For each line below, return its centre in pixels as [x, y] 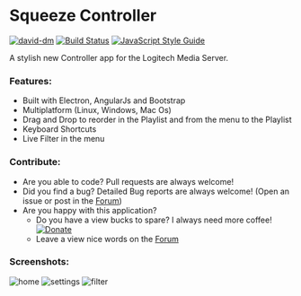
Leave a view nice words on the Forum [107, 239]
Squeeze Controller [83, 16]
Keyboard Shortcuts [59, 129]
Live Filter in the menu [63, 139]
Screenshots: [40, 262]
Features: [31, 81]
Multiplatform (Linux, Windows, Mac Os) [97, 110]
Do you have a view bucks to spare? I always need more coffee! [154, 220]
